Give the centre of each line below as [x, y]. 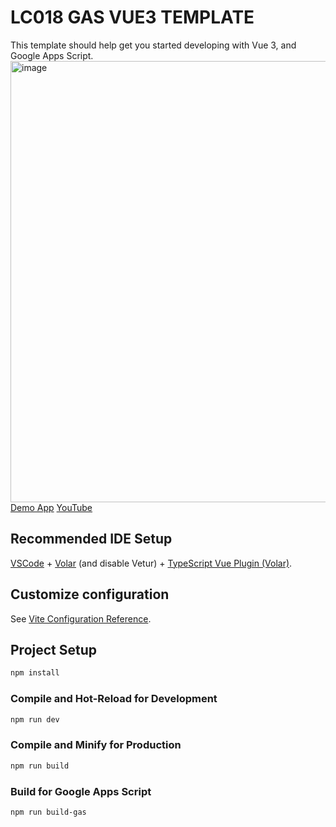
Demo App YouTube [51, 507]
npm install [35, 673]
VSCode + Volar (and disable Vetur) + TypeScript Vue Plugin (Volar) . [151, 563]
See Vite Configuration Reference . [81, 618]
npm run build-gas [48, 812]
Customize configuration [90, 594]
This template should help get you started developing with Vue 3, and [153, 45]
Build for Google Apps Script [81, 791]
